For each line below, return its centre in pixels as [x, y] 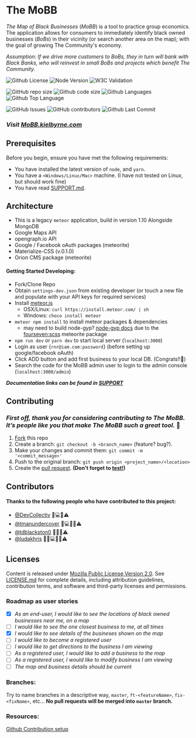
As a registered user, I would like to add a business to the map [90, 653]
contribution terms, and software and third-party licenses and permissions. [97, 586]
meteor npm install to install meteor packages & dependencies [91, 321]
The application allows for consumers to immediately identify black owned [96, 32]
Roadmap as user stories [42, 601]
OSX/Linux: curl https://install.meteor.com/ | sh [86, 309]
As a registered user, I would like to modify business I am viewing [93, 660]
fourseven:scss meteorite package [65, 334]
